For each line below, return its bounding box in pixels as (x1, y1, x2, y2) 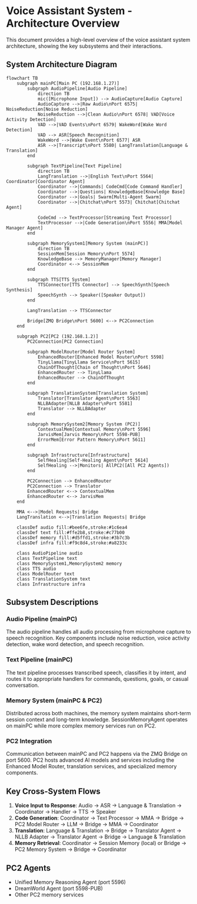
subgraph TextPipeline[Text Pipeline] (27, 163, 122, 169)
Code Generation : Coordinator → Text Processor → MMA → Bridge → (14, 814, 184, 821)
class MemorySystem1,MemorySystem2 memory (16, 561, 122, 566)
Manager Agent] (6, 225, 44, 231)
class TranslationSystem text (16, 576, 91, 582)
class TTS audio (16, 565, 57, 572)
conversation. (6, 682, 39, 689)
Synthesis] (6, 287, 33, 293)
